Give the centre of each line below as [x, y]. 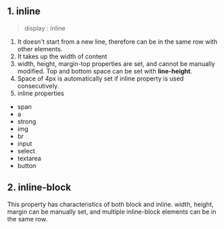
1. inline [24, 11]
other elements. [40, 49]
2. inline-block [39, 188]
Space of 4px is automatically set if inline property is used [101, 78]
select [26, 151]
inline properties [41, 93]
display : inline [45, 28]
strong [27, 121]
